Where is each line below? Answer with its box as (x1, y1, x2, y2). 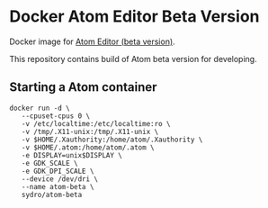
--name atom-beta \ (21, 182, 94, 191)
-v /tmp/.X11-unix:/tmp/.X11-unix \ (21, 127, 159, 136)
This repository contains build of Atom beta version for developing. (9, 53, 258, 64)
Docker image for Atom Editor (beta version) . (9, 36, 175, 47)
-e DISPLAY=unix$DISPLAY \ (21, 150, 123, 159)
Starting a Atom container (9, 79, 157, 95)
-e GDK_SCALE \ (21, 158, 78, 167)
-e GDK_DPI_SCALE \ (21, 167, 94, 176)
